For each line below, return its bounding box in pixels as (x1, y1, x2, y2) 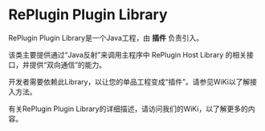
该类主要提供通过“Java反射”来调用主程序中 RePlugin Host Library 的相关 (8, 50, 247, 59)
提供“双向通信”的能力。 (29, 60, 107, 69)
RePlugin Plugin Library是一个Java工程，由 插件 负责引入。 (8, 33, 204, 42)
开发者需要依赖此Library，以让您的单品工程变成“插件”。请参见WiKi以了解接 (8, 77, 257, 86)
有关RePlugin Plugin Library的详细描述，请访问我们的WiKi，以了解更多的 (8, 104, 249, 113)
